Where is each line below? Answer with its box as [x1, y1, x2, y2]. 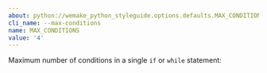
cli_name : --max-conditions [8, 19, 102, 27]
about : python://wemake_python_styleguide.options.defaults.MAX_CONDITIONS [8, 11, 265, 20]
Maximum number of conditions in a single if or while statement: [8, 56, 222, 65]
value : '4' [8, 33, 44, 42]
